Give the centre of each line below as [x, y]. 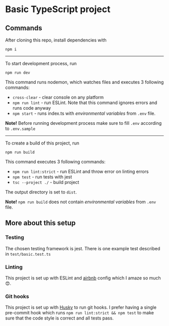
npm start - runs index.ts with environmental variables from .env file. [84, 113]
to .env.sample [20, 128]
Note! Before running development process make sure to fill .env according [83, 123]
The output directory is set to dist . [41, 192]
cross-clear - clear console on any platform [58, 97]
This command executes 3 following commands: [55, 162]
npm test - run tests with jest [42, 177]
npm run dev [18, 73]
